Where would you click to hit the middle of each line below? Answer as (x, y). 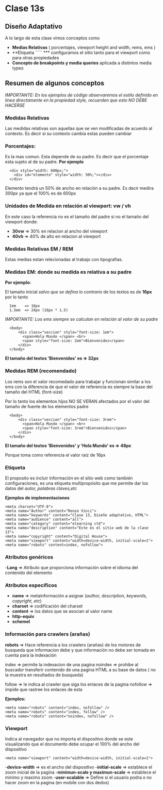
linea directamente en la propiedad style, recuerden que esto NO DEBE (76, 100)
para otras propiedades (35, 58)
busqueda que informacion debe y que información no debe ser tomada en (80, 650)
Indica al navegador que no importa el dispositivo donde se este (69, 739)
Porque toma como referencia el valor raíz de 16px (55, 455)
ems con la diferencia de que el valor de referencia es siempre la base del (79, 387)
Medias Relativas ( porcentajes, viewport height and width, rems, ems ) (84, 47)
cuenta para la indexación (31, 655)
